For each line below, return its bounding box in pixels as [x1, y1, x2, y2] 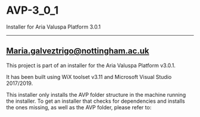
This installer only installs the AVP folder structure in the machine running [6, 91, 186, 98]
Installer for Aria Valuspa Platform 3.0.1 [6, 23, 101, 30]
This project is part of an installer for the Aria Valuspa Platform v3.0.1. [6, 62, 176, 69]
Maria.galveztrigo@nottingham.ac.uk [6, 46, 149, 56]
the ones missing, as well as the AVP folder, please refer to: [6, 103, 152, 110]
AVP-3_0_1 [6, 4, 59, 17]
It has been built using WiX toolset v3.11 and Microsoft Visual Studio [6, 73, 172, 80]
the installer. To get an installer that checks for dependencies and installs [6, 97, 186, 105]
